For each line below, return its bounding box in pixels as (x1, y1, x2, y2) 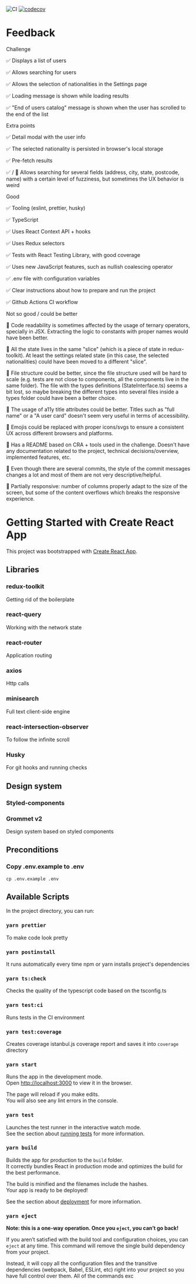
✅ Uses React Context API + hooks (6, 228, 91, 235)
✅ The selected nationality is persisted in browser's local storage (6, 145, 163, 152)
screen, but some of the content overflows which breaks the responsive (6, 489, 180, 496)
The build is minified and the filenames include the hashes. (6, 1180, 148, 1188)
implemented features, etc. (6, 453, 72, 461)
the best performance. (6, 1169, 60, 1176)
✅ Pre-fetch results (6, 156, 53, 164)
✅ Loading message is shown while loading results (6, 92, 129, 99)
